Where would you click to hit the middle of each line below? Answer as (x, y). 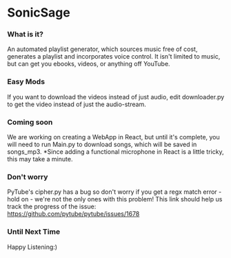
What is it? (25, 34)
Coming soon (30, 122)
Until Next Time (34, 232)
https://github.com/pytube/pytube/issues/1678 (73, 214)
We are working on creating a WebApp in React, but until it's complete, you (114, 137)
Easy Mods (26, 82)
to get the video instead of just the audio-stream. (77, 104)
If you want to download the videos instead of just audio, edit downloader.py (116, 97)
